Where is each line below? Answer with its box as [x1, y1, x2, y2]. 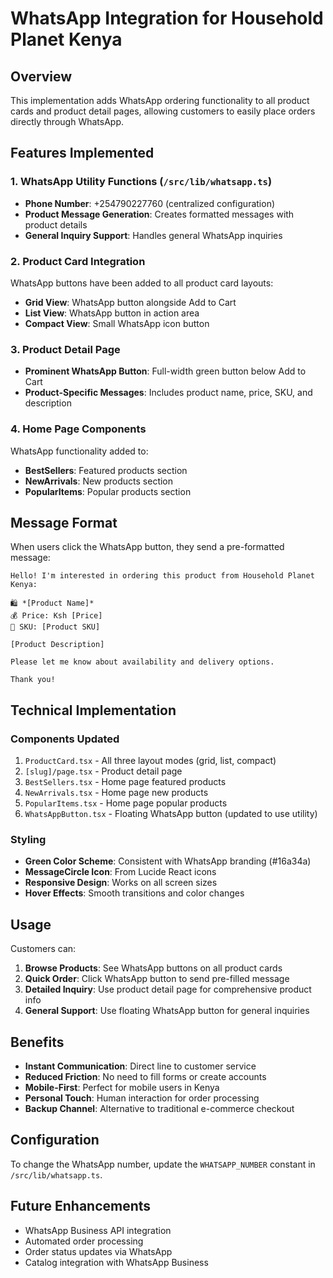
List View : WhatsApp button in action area [24, 307, 200, 319]
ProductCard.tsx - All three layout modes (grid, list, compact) [24, 755, 277, 767]
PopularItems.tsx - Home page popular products [24, 797, 228, 809]
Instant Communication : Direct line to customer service [24, 1060, 257, 1072]
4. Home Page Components [10, 422, 147, 436]
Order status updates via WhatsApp [24, 1245, 173, 1257]
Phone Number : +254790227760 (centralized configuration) [24, 197, 276, 209]
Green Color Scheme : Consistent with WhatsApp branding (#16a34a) [24, 855, 312, 867]
